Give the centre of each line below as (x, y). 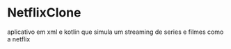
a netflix (19, 39)
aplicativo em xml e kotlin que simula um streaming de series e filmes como (115, 32)
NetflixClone (44, 13)
